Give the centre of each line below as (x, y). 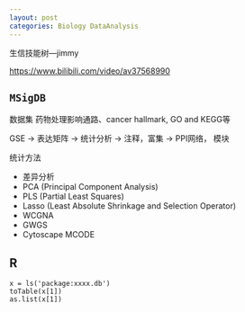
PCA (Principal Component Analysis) (91, 187)
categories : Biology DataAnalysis (74, 26)
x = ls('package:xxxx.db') (60, 284)
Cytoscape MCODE (59, 235)
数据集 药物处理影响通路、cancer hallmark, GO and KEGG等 (120, 120)
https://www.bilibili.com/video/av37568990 (90, 71)
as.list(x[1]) (36, 299)
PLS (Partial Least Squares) (73, 196)
